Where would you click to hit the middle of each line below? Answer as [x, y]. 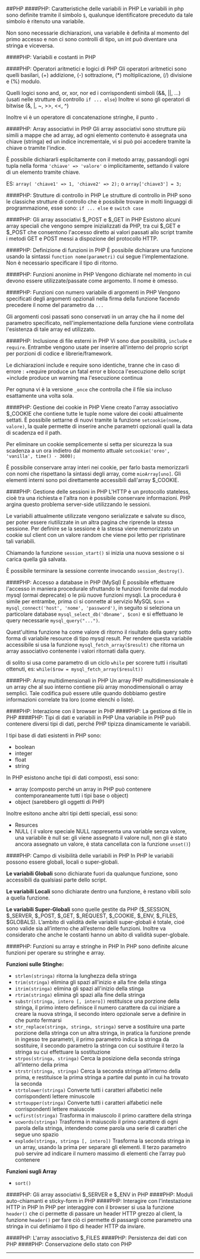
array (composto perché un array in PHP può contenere [83, 789]
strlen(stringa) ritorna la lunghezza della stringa [76, 976]
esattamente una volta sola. [40, 396]
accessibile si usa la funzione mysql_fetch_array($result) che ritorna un [95, 645]
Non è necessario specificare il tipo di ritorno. [62, 263]
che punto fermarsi [38, 1020]
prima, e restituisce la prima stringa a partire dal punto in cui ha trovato [101, 1077]
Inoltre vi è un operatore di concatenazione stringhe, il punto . [82, 117]
